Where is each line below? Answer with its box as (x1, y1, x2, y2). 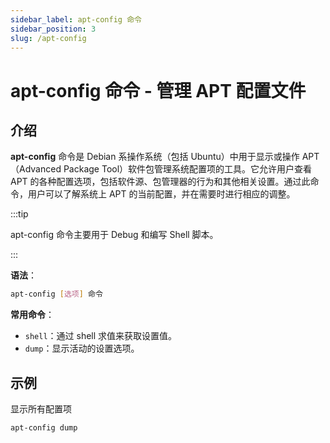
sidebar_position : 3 (10, 24, 97, 34)
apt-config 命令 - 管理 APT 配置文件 (10, 79, 307, 102)
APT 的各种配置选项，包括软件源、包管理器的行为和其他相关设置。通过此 (10, 176, 311, 188)
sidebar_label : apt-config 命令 (10, 14, 142, 25)
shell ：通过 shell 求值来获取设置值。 (24, 330, 178, 342)
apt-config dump (10, 423, 78, 433)
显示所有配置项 (10, 403, 72, 415)
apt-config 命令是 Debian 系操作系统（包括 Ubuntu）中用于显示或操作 (10, 151, 300, 163)
